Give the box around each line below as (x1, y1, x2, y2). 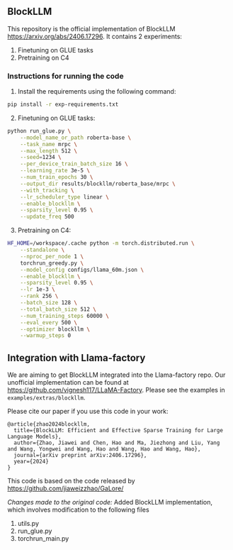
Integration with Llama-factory (7, 351, 146, 364)
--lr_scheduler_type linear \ (20, 193, 110, 201)
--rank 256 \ (20, 292, 59, 300)
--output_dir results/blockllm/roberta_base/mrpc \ (20, 180, 176, 187)
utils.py (17, 519, 40, 528)
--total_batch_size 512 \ (20, 305, 97, 313)
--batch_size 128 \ (20, 299, 78, 307)
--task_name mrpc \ (20, 141, 78, 148)
